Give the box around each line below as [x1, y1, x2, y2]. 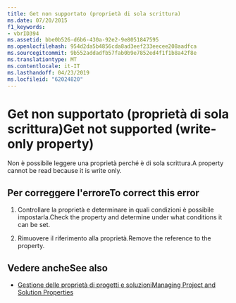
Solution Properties [17, 288, 74, 296]
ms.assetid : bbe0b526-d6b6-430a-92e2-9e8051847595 [7, 37, 159, 44]
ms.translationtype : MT [7, 56, 77, 63]
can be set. [17, 221, 51, 229]
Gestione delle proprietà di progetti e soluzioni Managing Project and [17, 281, 216, 289]
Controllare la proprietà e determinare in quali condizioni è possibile [17, 205, 215, 214]
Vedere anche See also [7, 262, 108, 274]
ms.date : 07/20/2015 [7, 17, 68, 24]
